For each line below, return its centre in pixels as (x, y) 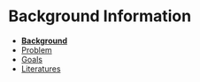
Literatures (41, 69)
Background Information (100, 16)
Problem (36, 49)
